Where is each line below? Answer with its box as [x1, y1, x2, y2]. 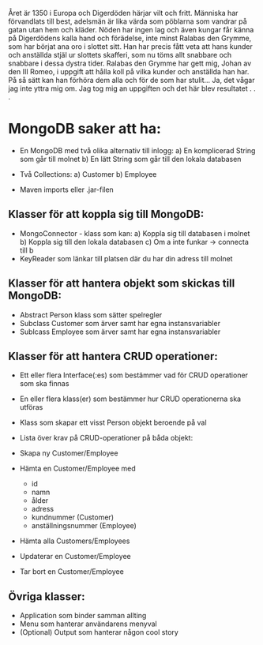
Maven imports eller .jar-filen [19, 185, 115, 194]
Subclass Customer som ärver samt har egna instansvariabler [19, 318, 221, 328]
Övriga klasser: [8, 590, 85, 603]
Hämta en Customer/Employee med [19, 463, 136, 474]
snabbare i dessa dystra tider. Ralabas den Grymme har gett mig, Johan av [8, 58, 252, 68]
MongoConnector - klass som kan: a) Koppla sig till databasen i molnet [19, 228, 250, 238]
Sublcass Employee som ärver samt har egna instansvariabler [19, 327, 221, 336]
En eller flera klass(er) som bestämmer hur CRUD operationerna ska [19, 394, 242, 403]
